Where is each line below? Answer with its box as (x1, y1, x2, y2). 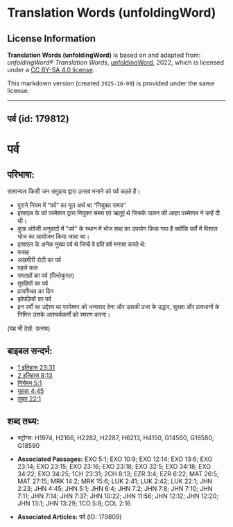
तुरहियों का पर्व (17, 279, 49, 287)
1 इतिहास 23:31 (17, 363, 55, 372)
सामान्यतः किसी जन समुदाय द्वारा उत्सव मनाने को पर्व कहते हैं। (7, 187, 141, 196)
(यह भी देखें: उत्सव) (7, 324, 51, 333)
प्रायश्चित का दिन (17, 287, 54, 296)
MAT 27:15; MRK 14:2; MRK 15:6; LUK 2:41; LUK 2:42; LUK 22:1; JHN (17, 477, 213, 485)
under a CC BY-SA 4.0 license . (7, 66, 95, 74)
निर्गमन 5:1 (17, 379, 42, 387)
